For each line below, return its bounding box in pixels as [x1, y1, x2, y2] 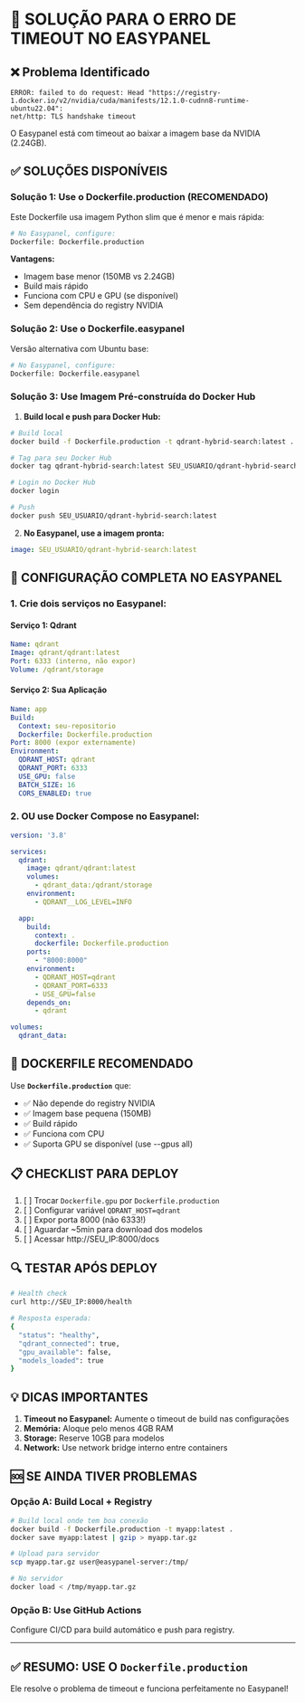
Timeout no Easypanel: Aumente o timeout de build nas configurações [23, 1413, 290, 1424]
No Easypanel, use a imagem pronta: [23, 528, 165, 538]
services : [10, 847, 48, 856]
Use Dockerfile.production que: [10, 1080, 132, 1090]
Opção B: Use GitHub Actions [10, 1603, 142, 1616]
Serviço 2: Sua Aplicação [10, 684, 108, 696]
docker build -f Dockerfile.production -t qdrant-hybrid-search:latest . [10, 437, 295, 446]
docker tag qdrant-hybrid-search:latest [10, 461, 166, 471]
